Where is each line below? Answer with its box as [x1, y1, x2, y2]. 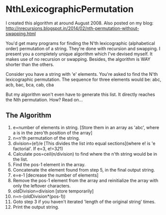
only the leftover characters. [12, 183, 71, 189]
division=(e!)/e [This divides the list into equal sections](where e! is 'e [12, 140, 156, 146]
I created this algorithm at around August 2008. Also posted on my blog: [5, 20, 154, 26]
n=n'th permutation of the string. [12, 135, 80, 141]
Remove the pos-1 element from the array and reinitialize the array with [12, 177, 159, 183]
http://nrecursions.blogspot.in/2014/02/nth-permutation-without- [5, 25, 140, 31]
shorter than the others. [5, 61, 54, 67]
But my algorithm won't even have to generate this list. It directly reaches [5, 91, 156, 97]
